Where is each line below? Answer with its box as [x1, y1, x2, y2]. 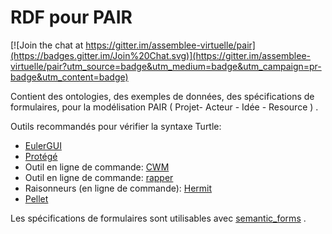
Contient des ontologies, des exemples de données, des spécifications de [10, 90, 315, 102]
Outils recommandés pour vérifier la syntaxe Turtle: [10, 120, 222, 132]
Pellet [24, 192, 49, 205]
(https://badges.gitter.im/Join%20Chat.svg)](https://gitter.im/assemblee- [10, 49, 311, 61]
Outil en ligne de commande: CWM [24, 161, 170, 173]
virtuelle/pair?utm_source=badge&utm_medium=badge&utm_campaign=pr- [10, 60, 322, 72]
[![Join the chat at [10, 39, 84, 51]
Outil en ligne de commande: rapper [24, 171, 174, 183]
